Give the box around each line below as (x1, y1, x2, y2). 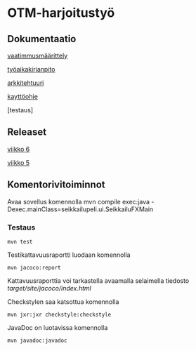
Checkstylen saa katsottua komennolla (7, 297, 119, 306)
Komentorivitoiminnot (7, 179, 105, 191)
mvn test (7, 238, 33, 245)
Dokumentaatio (7, 33, 77, 45)
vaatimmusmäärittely (7, 51, 68, 60)
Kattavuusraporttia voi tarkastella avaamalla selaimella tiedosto (7, 276, 190, 285)
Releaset (7, 126, 47, 138)
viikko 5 (7, 158, 30, 166)
